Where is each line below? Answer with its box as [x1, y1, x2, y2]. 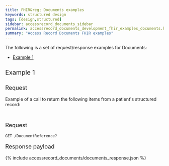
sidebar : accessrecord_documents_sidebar [5, 21, 94, 27]
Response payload [5, 143, 55, 150]
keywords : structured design [5, 12, 66, 17]
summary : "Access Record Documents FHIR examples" [5, 31, 114, 36]
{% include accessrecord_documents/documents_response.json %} [5, 155, 146, 161]
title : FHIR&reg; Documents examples [5, 7, 84, 13]
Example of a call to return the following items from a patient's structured [5, 96, 157, 102]
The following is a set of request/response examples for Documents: [5, 45, 147, 50]
